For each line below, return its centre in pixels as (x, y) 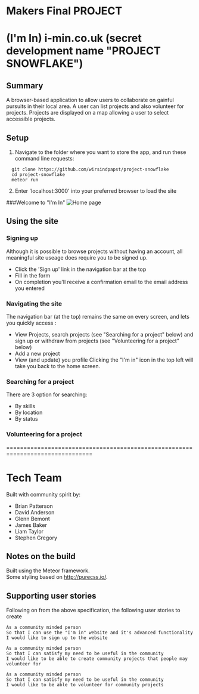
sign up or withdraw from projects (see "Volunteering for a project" (97, 341)
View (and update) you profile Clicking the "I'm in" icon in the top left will (104, 360)
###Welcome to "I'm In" (36, 202)
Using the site (32, 221)
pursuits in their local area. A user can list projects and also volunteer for (95, 106)
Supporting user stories (51, 596)
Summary (25, 86)
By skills (25, 406)
